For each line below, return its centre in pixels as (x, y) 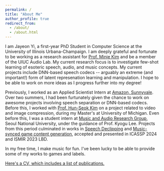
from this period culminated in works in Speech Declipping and (69, 129)
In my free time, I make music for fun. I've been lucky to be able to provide (80, 148)
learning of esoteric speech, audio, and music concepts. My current (73, 67)
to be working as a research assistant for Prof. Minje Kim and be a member (81, 57)
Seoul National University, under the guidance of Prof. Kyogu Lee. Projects (80, 123)
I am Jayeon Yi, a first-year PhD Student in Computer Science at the (74, 46)
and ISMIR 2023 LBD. (26, 139)
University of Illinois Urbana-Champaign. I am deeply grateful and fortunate (81, 51)
